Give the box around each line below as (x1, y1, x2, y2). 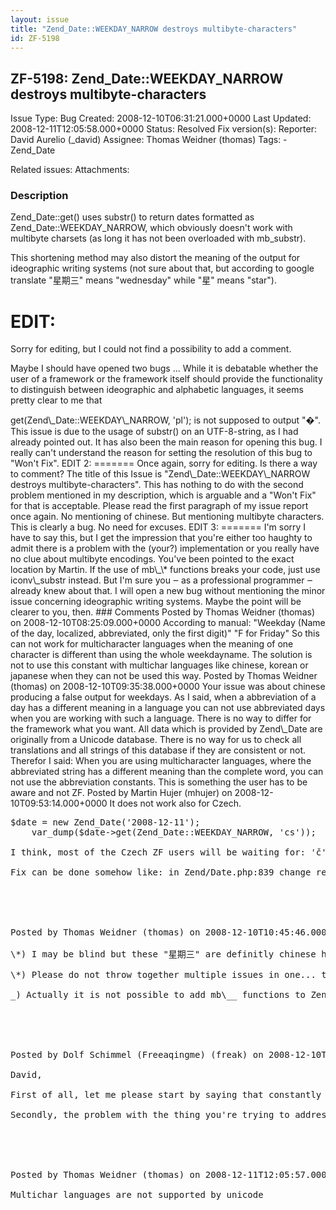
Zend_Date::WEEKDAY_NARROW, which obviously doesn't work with (10, 222, 293, 234)
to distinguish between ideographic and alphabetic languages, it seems (10, 384, 304, 396)
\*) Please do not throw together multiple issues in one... (10, 969, 317, 981)
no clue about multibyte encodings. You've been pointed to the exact (10, 553, 295, 565)
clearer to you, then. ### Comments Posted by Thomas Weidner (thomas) (10, 606, 315, 618)
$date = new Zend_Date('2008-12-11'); (10, 817, 201, 828)
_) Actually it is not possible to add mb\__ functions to (10, 989, 307, 1001)
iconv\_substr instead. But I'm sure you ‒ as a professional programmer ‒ (10, 574, 313, 586)
